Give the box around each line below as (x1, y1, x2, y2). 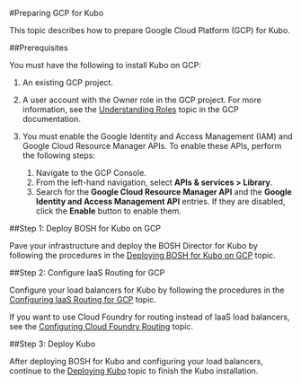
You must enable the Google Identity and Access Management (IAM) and (22, 131, 294, 142)
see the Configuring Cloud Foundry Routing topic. (9, 321, 193, 331)
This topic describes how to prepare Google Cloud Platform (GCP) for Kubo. (9, 25, 290, 35)
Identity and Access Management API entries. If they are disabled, (35, 197, 286, 206)
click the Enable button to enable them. (35, 206, 182, 216)
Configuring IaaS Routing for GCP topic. (9, 294, 157, 304)
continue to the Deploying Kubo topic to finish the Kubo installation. (9, 365, 259, 376)
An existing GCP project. (22, 77, 114, 88)
